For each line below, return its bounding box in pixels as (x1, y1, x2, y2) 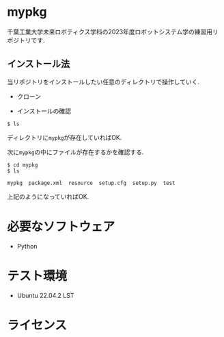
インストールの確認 (16, 107, 72, 115)
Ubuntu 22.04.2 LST (16, 291, 74, 299)
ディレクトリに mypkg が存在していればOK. (7, 133, 122, 141)
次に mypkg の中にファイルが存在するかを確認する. (7, 148, 144, 156)
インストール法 (7, 58, 70, 70)
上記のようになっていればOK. (7, 192, 89, 201)
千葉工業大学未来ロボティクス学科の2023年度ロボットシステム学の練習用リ (7, 27, 219, 36)
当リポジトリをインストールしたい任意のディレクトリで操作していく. (7, 77, 200, 86)
